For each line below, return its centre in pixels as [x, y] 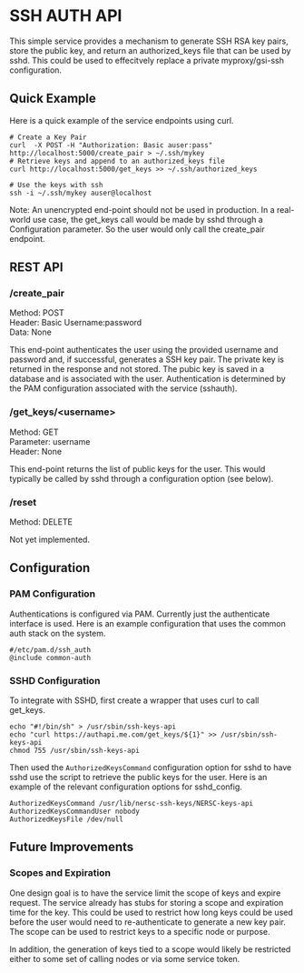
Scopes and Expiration [60, 873]
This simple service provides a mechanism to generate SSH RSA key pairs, [149, 41]
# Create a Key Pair [49, 137]
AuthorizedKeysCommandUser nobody [75, 812]
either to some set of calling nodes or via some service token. [125, 958]
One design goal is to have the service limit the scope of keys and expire [145, 893]
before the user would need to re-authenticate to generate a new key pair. [147, 922]
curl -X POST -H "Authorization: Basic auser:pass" [111, 145]
